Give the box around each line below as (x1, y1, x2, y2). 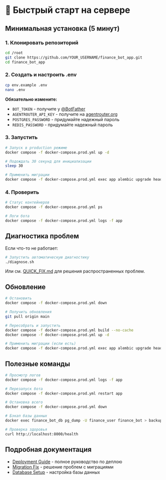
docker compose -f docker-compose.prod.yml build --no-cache (5, 328, 134, 333)
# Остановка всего (5, 400, 43, 405)
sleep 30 (5, 163, 23, 168)
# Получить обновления (5, 310, 52, 315)
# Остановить (5, 296, 32, 301)
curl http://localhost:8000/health (5, 431, 79, 436)
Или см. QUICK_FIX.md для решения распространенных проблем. (5, 268, 145, 274)
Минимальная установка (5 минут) (5, 24, 120, 33)
